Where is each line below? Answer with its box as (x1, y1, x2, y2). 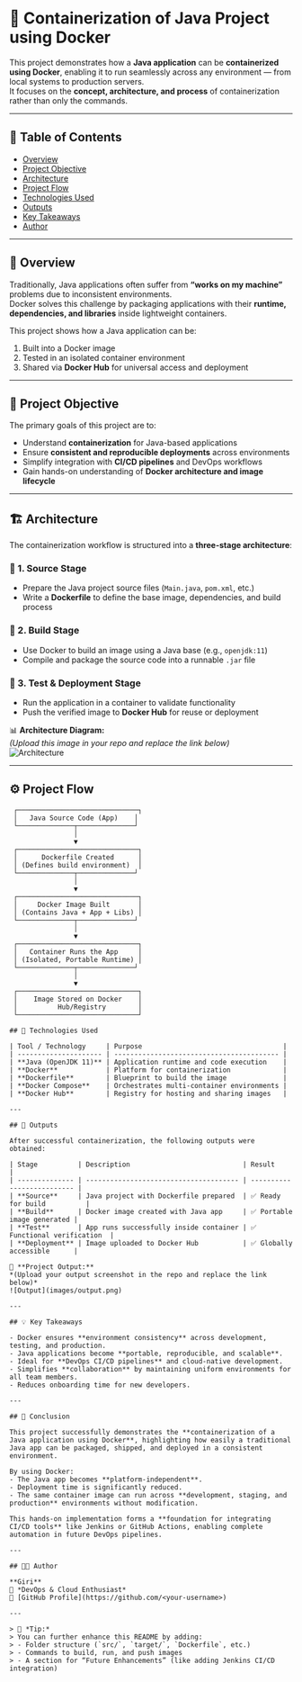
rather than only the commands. (9, 94, 129, 106)
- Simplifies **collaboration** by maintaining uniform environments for (9, 1364, 292, 1373)
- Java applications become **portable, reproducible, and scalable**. (9, 1349, 283, 1358)
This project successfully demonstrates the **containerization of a (9, 1427, 276, 1436)
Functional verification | (9, 1230, 115, 1240)
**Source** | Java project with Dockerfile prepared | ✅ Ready (17, 1192, 281, 1201)
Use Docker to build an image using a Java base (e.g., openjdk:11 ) (22, 644, 268, 655)
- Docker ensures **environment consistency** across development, (9, 1333, 268, 1342)
